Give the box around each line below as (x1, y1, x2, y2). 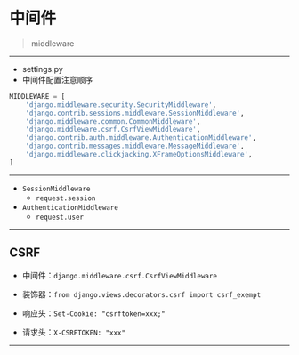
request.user (35, 213, 85, 222)
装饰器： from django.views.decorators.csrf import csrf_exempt (21, 288, 262, 299)
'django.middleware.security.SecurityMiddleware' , (25, 100, 217, 109)
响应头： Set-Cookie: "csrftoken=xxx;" (21, 308, 166, 319)
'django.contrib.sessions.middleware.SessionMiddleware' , (25, 109, 245, 117)
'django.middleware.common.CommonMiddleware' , (25, 117, 201, 125)
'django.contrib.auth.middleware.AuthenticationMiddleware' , (25, 133, 256, 142)
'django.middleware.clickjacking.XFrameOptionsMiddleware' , (25, 150, 253, 159)
